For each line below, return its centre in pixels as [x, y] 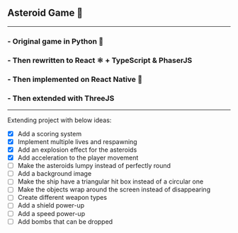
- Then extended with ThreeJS [61, 98]
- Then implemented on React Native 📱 [75, 79]
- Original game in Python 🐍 [56, 41]
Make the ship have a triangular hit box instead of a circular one [110, 181]
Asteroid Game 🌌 [45, 13]
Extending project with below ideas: [59, 120]
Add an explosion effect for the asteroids [77, 150]
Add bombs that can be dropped [65, 221]
